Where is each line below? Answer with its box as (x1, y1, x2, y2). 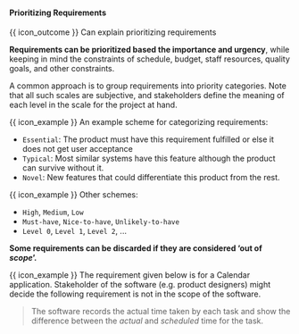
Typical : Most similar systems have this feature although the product (21, 153, 276, 164)
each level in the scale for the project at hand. (9, 99, 178, 111)
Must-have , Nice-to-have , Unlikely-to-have (21, 216, 180, 227)
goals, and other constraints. (9, 63, 115, 74)
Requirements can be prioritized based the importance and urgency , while (9, 45, 290, 55)
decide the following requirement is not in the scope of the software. (9, 288, 262, 299)
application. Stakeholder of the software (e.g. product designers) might (9, 280, 271, 290)
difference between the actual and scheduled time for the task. (30, 315, 264, 326)
